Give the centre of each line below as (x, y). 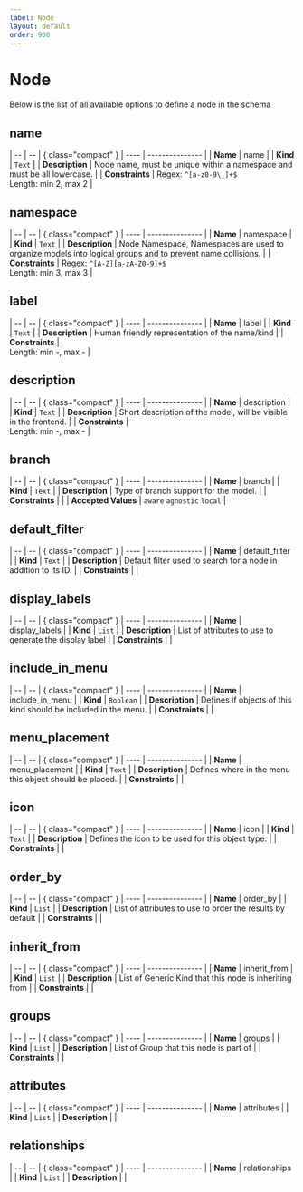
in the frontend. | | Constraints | (69, 422)
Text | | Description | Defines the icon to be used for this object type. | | (143, 838)
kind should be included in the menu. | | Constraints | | (112, 709)
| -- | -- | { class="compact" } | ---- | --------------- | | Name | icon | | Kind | (152, 829)
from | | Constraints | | (52, 988)
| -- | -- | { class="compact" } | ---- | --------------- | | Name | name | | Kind (152, 155)
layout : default (40, 26)
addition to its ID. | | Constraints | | (74, 570)
